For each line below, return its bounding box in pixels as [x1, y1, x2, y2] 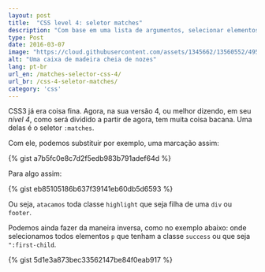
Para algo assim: [8, 169, 62, 178]
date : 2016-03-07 [8, 41, 65, 49]
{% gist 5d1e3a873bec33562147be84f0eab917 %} [8, 255, 174, 265]
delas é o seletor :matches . [8, 123, 95, 132]
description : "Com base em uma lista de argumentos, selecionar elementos [8, 26, 259, 34]
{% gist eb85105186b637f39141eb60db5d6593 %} [8, 184, 174, 194]
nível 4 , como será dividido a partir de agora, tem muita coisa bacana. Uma [8, 115, 252, 125]
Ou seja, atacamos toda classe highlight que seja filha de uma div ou [8, 199, 233, 209]
